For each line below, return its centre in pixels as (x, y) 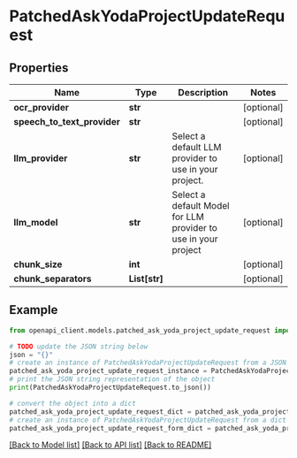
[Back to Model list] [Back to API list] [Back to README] (110, 445)
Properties (39, 68)
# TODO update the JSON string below (79, 347)
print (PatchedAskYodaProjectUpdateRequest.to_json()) (110, 388)
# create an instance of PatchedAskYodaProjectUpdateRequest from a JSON (148, 363)
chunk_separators (53, 279)
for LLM (188, 217)
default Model (201, 206)
